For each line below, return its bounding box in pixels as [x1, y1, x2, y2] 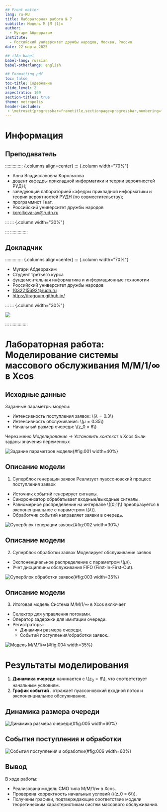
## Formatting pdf [5, 72, 43, 77]
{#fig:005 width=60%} [71, 720, 118, 726]
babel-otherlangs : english [5, 63, 61, 68]
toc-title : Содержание [5, 81, 52, 86]
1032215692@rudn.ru [12, 287, 57, 293]
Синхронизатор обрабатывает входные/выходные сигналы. [12, 496, 140, 502]
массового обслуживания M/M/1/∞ [5, 360, 161, 371]
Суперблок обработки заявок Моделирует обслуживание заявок [12, 549, 152, 555]
